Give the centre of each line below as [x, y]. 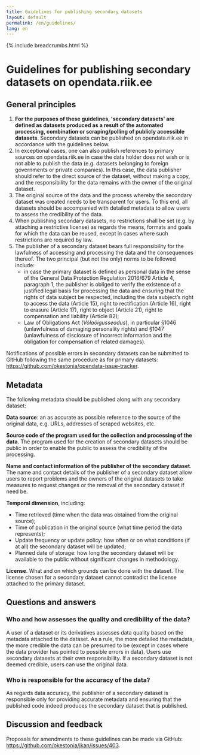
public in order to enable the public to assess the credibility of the [87, 448]
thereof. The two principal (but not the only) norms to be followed [95, 259]
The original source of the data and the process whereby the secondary [103, 195]
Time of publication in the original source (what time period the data [99, 527]
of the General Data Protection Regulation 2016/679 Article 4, [99, 278]
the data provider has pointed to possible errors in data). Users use [89, 651]
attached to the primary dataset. [46, 584]
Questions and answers [51, 603]
